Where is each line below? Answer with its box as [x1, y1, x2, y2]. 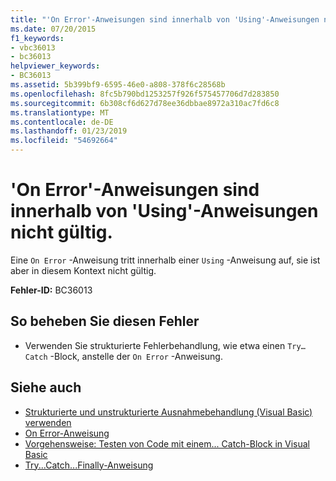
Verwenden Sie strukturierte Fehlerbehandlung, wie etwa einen [24, 339, 286, 351]
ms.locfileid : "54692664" [10, 136, 118, 146]
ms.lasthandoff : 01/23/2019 [10, 126, 128, 136]
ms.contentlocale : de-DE [10, 117, 114, 127]
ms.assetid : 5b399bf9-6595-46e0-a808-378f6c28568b [10, 80, 226, 90]
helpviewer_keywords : [10, 61, 101, 71]
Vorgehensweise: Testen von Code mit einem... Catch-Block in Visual [24, 437, 310, 450]
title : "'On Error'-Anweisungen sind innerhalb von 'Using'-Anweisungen [10, 14, 320, 25]
